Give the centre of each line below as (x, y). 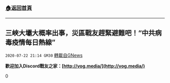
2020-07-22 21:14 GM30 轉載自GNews (44, 55)
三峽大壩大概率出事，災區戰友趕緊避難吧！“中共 (80, 33)
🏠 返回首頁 (19, 8)
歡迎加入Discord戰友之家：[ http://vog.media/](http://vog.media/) (75, 66)
